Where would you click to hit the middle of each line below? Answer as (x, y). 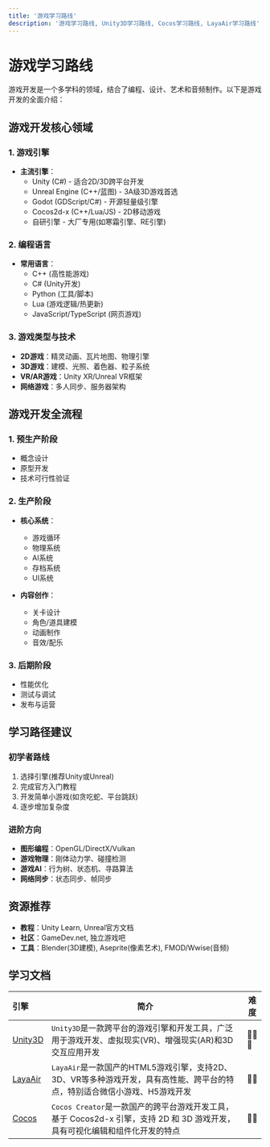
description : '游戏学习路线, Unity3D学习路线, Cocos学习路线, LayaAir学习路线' (134, 23)
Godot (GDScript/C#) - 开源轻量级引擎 (95, 202)
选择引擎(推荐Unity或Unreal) (67, 776)
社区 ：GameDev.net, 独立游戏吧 (73, 937)
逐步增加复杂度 (45, 806)
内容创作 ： (38, 595)
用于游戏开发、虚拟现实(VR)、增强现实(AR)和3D (142, 1040)
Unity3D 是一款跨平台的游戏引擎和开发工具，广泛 (142, 1028)
